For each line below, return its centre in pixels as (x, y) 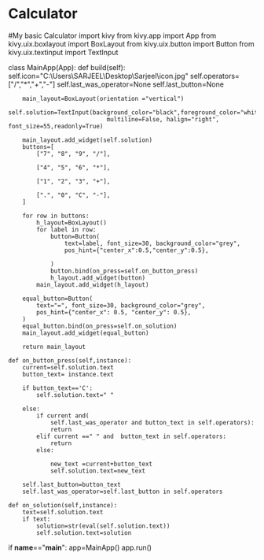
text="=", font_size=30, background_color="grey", (121, 305)
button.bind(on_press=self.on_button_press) (124, 271)
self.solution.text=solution (84, 532)
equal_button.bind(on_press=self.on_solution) (100, 326)
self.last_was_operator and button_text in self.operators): (152, 422)
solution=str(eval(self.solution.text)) (103, 526)
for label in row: (66, 229)
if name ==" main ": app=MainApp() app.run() (80, 547)
